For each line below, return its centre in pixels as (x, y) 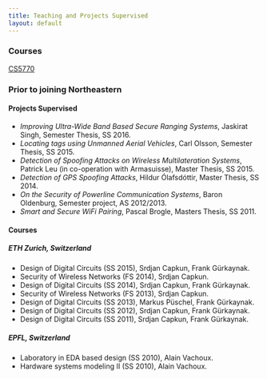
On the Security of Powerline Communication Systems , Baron (121, 194)
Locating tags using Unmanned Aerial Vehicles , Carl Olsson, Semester (136, 143)
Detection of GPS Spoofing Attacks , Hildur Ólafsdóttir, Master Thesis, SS (139, 177)
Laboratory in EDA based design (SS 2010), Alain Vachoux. (116, 358)
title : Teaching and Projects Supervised (78, 16)
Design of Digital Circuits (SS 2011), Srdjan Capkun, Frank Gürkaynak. (134, 319)
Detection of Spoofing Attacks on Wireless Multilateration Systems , (131, 160)
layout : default (35, 23)
